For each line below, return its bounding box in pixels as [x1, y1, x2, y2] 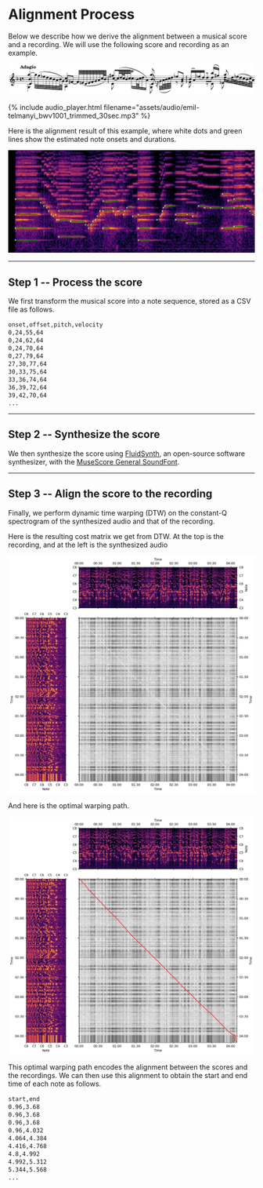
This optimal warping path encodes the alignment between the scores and [8, 1062, 248, 1072]
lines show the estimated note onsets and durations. [8, 135, 177, 144]
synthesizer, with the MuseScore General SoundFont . [8, 457, 180, 466]
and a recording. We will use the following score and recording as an [8, 39, 229, 49]
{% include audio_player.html [8, 103, 103, 112]
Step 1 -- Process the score [8, 275, 143, 289]
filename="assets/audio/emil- [103, 103, 200, 112]
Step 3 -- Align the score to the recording [8, 487, 213, 501]
